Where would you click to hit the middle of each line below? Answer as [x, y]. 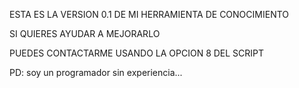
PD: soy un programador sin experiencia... [96, 72]
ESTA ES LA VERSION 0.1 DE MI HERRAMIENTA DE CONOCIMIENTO [149, 14]
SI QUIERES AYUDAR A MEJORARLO [85, 33]
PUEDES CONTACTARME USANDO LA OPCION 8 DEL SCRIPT [137, 53]
